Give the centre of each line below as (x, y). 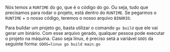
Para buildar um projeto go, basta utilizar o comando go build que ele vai (82, 28)
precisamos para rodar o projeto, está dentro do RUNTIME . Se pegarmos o (81, 13)
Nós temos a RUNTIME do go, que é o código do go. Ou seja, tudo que (77, 7)
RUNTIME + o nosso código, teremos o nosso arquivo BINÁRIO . (68, 18)
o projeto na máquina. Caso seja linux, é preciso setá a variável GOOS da (79, 38)
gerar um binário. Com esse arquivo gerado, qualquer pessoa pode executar (85, 33)
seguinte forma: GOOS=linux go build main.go (53, 44)
